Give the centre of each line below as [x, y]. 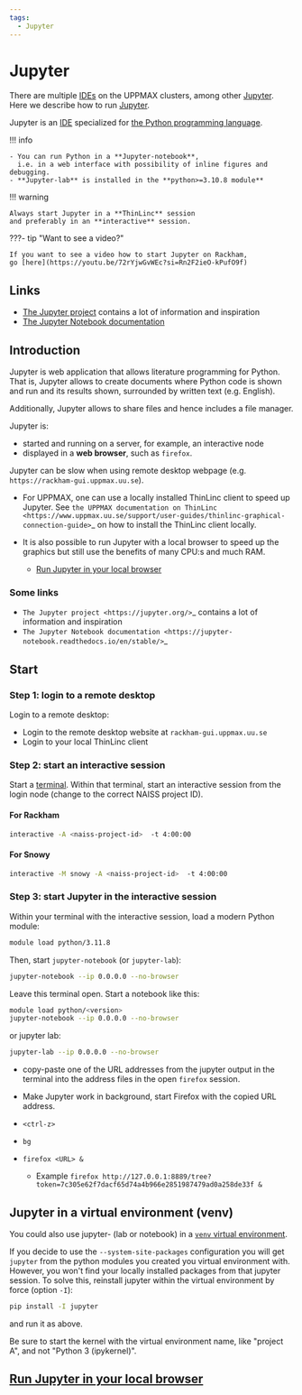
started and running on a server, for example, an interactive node [143, 444]
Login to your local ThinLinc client [85, 742]
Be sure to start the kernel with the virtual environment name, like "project [146, 1341]
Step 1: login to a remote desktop [82, 695]
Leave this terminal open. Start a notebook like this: [105, 993]
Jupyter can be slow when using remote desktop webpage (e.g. [128, 471]
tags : [19, 18]
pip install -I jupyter [54, 1306]
